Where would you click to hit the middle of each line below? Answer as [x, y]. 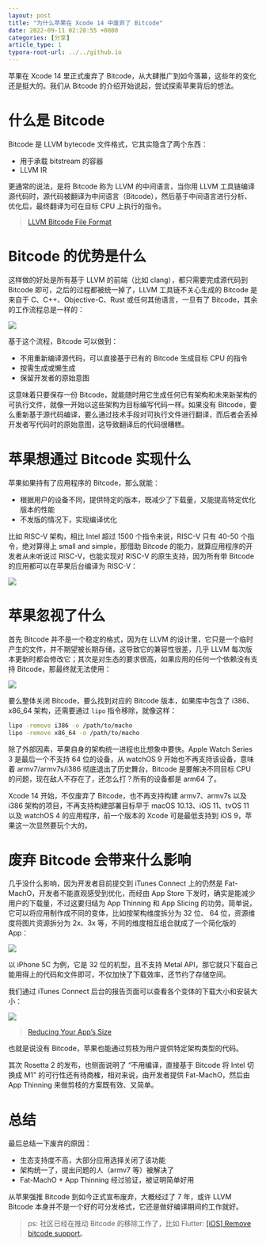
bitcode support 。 [57, 1233]
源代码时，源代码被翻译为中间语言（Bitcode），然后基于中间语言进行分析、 [130, 196]
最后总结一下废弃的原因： [50, 1143]
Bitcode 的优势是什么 [77, 256]
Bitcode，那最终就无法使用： [65, 669]
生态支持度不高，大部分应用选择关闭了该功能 [93, 1160]
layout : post [30, 15]
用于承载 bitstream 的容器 [61, 161]
